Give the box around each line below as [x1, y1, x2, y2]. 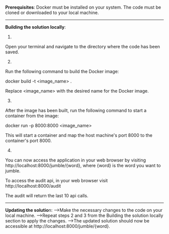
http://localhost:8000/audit [5, 183, 61, 189]
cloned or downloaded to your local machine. [5, 10, 99, 16]
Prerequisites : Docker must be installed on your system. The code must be [5, 5, 161, 10]
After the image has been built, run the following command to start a [5, 108, 147, 113]
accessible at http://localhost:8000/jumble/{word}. [5, 223, 111, 229]
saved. [5, 49, 19, 55]
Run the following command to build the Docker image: [5, 68, 119, 74]
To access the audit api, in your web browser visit [5, 178, 108, 183]
